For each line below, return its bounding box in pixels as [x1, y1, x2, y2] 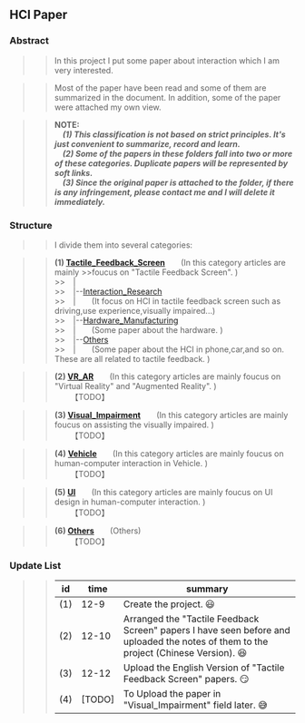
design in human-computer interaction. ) [54, 496, 206, 507]
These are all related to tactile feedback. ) [54, 353, 211, 364]
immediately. [54, 196, 106, 207]
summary [185, 582, 229, 595]
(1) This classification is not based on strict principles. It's [62, 129, 286, 140]
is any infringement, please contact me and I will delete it [54, 186, 275, 198]
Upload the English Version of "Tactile [123, 661, 285, 674]
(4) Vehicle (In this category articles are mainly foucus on [54, 448, 284, 459]
